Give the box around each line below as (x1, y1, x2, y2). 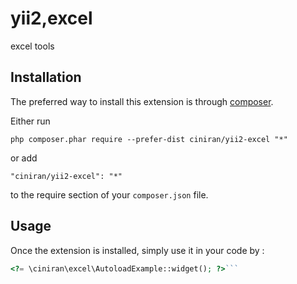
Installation (10, 69, 82, 86)
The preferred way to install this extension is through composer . (10, 95, 274, 107)
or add (10, 152, 38, 164)
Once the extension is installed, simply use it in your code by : (10, 244, 265, 256)
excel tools (10, 40, 55, 52)
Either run (10, 115, 51, 127)
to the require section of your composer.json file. (10, 188, 209, 201)
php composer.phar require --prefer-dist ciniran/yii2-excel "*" (10, 134, 288, 144)
